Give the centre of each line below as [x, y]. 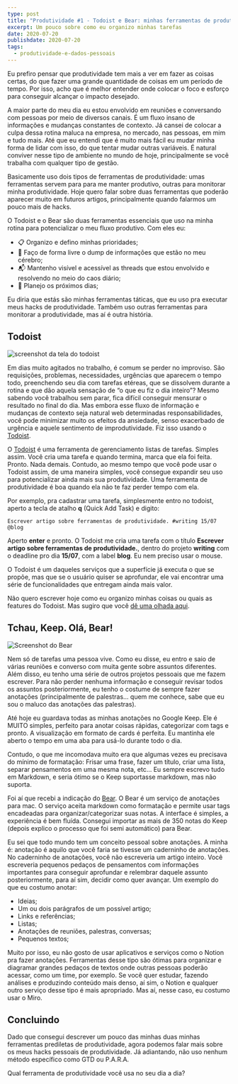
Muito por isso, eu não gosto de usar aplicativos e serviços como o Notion [116, 952]
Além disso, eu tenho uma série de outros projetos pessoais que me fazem [117, 674]
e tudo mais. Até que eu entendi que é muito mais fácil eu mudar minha [111, 140]
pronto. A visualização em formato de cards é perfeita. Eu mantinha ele [111, 733]
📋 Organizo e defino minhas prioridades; [78, 242]
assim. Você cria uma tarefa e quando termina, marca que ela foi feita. [110, 457]
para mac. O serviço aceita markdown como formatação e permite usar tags [119, 805]
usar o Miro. [25, 997]
